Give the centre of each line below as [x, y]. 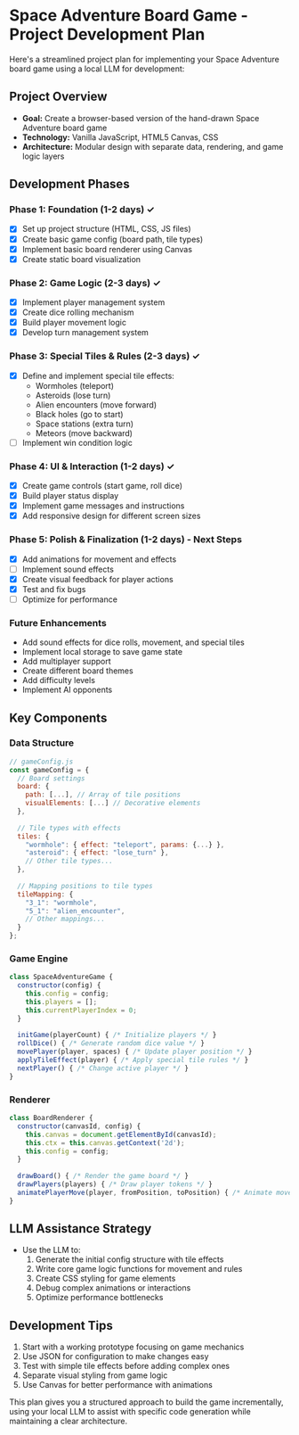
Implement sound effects [68, 569]
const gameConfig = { [49, 770]
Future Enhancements [58, 623]
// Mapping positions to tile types [85, 886]
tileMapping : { [45, 894]
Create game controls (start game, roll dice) [102, 485]
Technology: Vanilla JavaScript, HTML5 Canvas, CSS [120, 137]
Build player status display [70, 496]
